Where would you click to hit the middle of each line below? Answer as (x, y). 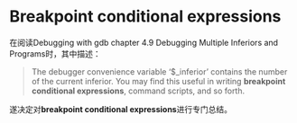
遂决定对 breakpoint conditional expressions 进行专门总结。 (121, 109)
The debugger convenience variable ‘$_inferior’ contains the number (159, 71)
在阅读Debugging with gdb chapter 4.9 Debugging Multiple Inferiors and (144, 42)
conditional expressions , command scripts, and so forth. (138, 91)
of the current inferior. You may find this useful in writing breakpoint (158, 81)
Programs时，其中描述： (55, 53)
